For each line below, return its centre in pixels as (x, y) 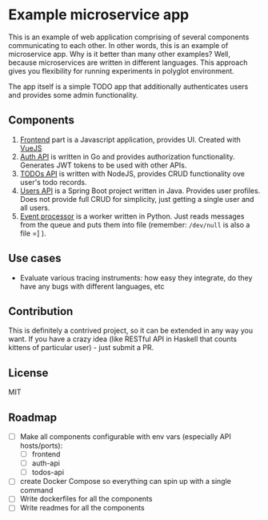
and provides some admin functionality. (73, 95)
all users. (35, 208)
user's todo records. (53, 182)
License (28, 373)
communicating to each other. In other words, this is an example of (118, 45)
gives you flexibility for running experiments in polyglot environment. (121, 71)
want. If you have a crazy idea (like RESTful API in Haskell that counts (123, 339)
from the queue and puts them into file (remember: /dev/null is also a (135, 224)
